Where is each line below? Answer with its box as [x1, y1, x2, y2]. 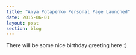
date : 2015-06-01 [6, 14, 50, 20]
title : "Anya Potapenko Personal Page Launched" [6, 8, 131, 15]
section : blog [6, 25, 42, 32]
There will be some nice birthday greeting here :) [6, 42, 128, 49]
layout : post [6, 20, 39, 26]
